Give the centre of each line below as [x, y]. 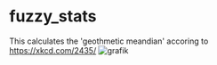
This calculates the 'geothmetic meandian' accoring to [109, 41]
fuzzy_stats [53, 16]
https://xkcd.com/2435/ [53, 50]
